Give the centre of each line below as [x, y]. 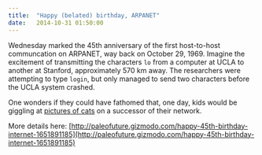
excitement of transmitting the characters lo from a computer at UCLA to [126, 62]
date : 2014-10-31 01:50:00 [56, 23]
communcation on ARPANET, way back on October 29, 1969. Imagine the [127, 54]
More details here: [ [40, 126]
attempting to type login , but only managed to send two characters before [129, 79]
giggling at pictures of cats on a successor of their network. [105, 110]
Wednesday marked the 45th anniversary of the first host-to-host [114, 45]
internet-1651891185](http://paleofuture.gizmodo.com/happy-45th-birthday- [131, 134]
